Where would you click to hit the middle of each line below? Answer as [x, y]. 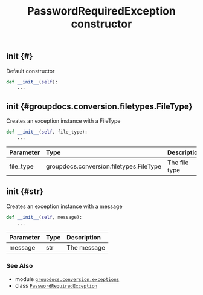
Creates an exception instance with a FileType [63, 121]
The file [178, 163]
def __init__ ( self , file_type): [47, 132]
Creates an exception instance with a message [64, 206]
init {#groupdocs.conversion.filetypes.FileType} [99, 106]
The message [86, 248]
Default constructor [31, 71]
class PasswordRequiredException [56, 285]
